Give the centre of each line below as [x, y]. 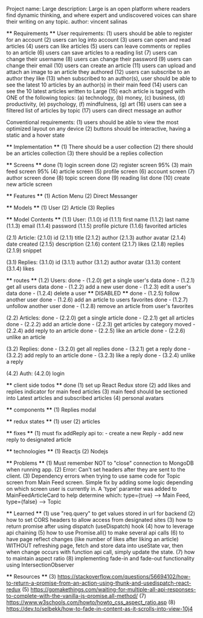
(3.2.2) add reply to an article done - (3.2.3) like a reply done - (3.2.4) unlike [101, 355]
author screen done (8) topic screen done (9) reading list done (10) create [98, 178]
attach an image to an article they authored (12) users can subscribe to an [98, 72]
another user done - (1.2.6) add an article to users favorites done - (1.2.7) [97, 300]
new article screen [29, 184]
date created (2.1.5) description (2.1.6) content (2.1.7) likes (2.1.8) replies [95, 244]
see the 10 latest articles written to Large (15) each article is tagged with [96, 91]
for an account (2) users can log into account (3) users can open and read [99, 40]
